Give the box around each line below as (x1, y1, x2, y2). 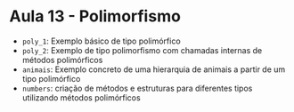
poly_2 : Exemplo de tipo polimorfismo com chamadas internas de (21, 44, 263, 55)
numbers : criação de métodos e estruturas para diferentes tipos (21, 83, 253, 93)
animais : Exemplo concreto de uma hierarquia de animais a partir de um (21, 64, 286, 75)
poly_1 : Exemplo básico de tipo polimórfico (21, 36, 181, 46)
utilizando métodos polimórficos (21, 92, 141, 103)
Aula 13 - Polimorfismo (9, 6, 181, 27)
